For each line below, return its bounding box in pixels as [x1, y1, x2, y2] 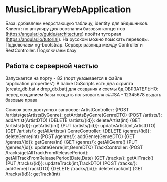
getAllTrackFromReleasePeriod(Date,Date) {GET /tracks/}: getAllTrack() [5, 155, 154, 161]
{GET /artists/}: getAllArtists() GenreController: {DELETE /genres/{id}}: [5, 128, 151, 134]
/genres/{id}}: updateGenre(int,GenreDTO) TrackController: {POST [5, 144, 143, 150]
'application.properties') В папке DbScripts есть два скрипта [5, 80, 134, 86]
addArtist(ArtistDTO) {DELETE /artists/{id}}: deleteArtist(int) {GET [5, 117, 141, 123]
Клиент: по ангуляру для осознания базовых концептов [5, 25, 125, 31]
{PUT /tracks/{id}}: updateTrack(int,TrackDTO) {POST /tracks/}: [5, 160, 137, 166]
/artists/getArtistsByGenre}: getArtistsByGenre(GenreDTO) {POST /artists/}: [5, 112, 162, 118]
